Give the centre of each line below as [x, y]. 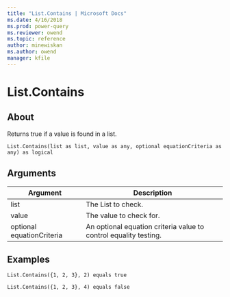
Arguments [32, 173]
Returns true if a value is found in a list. [62, 134]
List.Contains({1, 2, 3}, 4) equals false [68, 287]
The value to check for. [123, 215]
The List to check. [115, 204]
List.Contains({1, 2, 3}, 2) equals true [67, 275]
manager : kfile [29, 58]
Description [153, 193]
